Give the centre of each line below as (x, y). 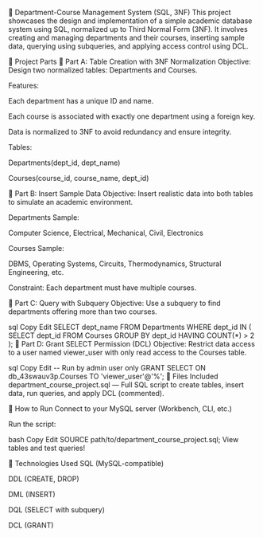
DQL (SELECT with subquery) (57, 510)
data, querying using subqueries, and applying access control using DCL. (128, 46)
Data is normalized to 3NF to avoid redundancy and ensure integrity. (120, 132)
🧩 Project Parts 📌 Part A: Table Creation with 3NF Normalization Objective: (130, 61)
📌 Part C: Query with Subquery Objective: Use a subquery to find (114, 303)
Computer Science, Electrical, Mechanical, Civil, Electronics (106, 233)
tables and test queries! (47, 448)
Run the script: (32, 424)
